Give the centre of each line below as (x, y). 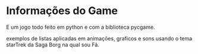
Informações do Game (62, 11)
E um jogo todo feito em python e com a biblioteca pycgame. (81, 27)
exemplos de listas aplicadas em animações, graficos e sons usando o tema (99, 38)
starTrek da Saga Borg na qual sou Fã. (53, 45)
